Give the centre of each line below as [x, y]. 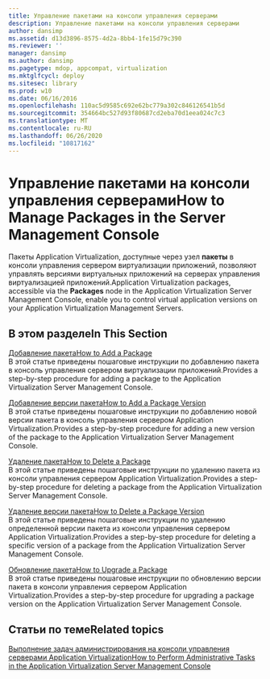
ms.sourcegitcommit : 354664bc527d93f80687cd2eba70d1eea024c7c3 [117, 114]
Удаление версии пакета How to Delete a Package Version [106, 511]
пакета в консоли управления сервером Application [98, 587]
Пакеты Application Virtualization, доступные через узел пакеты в [121, 257]
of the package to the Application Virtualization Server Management [121, 437]
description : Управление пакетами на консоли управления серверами [124, 23]
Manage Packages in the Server [117, 217]
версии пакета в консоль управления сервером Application [111, 420]
